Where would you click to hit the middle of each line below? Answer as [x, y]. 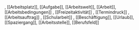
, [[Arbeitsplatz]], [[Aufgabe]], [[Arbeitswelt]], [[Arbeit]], [61, 7]
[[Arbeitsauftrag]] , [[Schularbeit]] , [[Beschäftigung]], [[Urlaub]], [69, 17]
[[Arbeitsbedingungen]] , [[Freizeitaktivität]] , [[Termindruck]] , [67, 12]
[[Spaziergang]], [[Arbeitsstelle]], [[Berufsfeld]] [52, 22]
